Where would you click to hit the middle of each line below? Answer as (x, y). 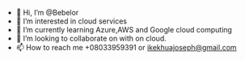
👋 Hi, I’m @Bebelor (47, 13)
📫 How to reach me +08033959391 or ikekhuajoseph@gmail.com (126, 47)
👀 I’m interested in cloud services (72, 21)
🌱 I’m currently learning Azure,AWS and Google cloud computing (124, 30)
